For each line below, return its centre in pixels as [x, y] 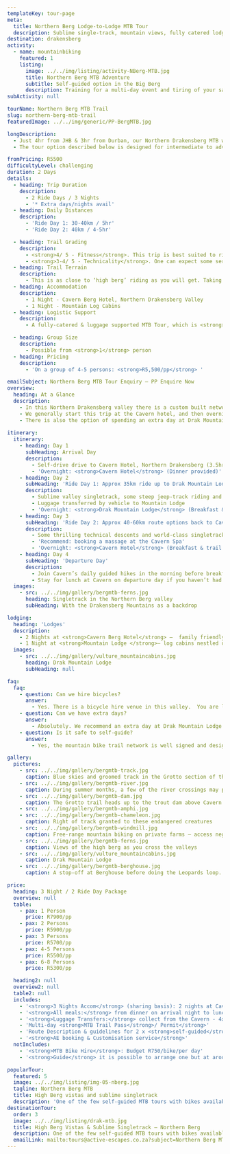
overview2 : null [36, 987]
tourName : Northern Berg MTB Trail [58, 109]
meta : [15, 20]
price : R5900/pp [48, 930]
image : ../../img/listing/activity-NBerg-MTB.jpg [97, 71]
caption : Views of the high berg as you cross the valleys [111, 847]
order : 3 [26, 1114]
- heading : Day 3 [44, 516]
